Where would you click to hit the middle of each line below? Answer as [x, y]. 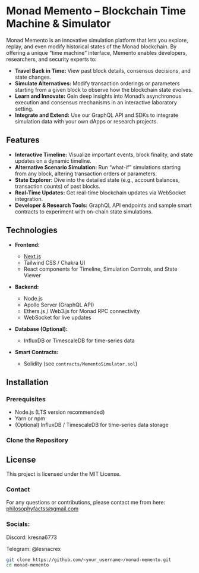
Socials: [18, 524]
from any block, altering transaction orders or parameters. [86, 174]
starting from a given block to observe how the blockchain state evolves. [104, 89]
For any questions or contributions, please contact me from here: [86, 503]
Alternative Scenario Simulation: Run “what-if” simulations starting [98, 167]
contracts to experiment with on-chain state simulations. [84, 211]
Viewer [32, 275]
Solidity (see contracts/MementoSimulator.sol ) [80, 363]
